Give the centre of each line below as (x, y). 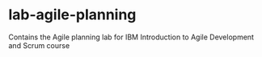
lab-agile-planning (72, 15)
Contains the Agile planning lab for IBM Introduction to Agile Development (131, 37)
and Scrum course (39, 45)
